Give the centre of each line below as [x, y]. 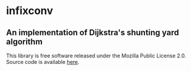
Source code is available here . [43, 62]
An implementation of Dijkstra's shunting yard [93, 33]
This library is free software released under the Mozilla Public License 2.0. [96, 56]
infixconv [30, 11]
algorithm [24, 41]
